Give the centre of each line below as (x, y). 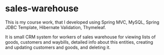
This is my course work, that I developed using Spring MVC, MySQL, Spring (82, 22)
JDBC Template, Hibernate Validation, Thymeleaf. (55, 27)
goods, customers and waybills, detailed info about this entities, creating (79, 42)
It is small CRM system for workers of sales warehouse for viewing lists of (81, 37)
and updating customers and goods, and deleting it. (58, 47)
